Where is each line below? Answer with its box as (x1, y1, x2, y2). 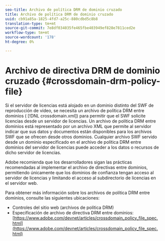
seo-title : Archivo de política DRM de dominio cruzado (5, 7, 122, 12)
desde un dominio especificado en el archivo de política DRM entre (5, 139, 141, 145)
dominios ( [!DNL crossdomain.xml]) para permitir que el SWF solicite (5, 113, 146, 119)
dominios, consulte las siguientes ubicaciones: (5, 195, 100, 201)
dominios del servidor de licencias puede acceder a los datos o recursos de (5, 144, 159, 150)
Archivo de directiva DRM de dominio (5, 65, 160, 76)
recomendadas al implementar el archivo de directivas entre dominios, (5, 164, 148, 170)
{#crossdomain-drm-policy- (41, 75, 161, 86)
